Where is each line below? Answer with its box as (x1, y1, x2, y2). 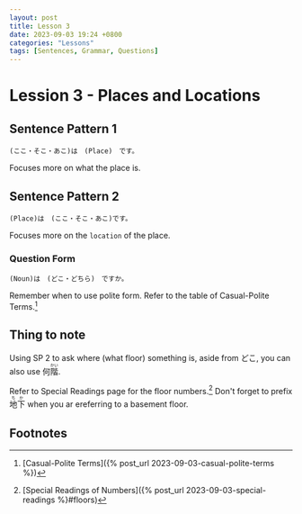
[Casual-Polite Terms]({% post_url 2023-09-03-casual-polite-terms (22, 458, 275, 469)
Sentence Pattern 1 (9, 121, 118, 136)
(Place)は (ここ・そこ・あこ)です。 (9, 213, 132, 223)
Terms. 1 (9, 300, 39, 311)
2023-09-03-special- (185, 485, 267, 496)
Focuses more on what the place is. (9, 163, 141, 174)
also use (9, 365, 40, 376)
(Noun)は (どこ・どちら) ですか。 (9, 275, 129, 284)
